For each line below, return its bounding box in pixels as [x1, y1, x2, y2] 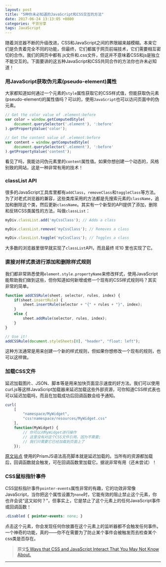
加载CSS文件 [5, 368, 36, 375]
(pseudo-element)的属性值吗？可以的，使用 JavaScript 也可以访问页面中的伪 [5, 96, 160, 102]
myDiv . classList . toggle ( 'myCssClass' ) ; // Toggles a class [5, 235, 129, 240]
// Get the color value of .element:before [5, 112, 96, 118]
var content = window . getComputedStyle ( [5, 139, 90, 145]
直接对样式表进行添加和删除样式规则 [5, 259, 91, 265]
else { [14, 311, 28, 316]
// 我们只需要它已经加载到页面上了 [23, 439, 85, 444]
